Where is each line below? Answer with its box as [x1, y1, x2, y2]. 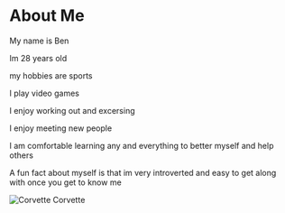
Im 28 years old [9, 52, 68, 63]
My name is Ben [9, 35, 69, 46]
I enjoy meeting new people [9, 123, 113, 134]
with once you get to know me [9, 177, 122, 188]
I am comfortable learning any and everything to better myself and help [9, 140, 274, 151]
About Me [9, 5, 85, 26]
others [9, 150, 34, 161]
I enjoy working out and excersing [9, 105, 135, 116]
